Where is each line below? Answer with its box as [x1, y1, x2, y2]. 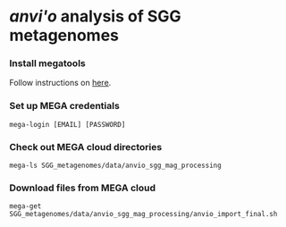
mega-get [9, 202, 42, 211]
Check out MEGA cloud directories [9, 140, 163, 153]
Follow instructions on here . [9, 78, 112, 88]
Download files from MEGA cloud [9, 181, 156, 194]
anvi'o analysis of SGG [9, 6, 181, 27]
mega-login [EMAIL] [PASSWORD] [9, 120, 126, 129]
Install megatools [9, 57, 87, 70]
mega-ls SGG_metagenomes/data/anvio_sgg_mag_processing [9, 161, 222, 171]
